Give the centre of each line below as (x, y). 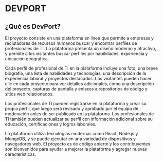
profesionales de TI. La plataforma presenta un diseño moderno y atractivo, (81, 48)
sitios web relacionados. (29, 94)
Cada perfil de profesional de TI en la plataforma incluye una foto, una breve (81, 68)
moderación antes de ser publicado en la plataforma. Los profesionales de (80, 114)
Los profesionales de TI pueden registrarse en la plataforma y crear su (76, 103)
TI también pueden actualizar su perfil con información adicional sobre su (79, 119)
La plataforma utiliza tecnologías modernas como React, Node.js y (72, 134)
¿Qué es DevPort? (33, 27)
